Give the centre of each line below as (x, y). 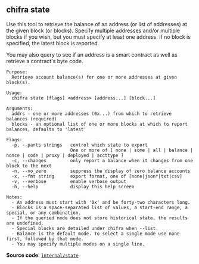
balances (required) (32, 119)
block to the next (29, 166)
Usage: (14, 93)
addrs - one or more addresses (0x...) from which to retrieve (91, 114)
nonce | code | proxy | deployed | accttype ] (65, 155)
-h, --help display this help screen (73, 187)
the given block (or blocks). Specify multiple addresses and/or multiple (93, 30)
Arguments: (20, 108)
